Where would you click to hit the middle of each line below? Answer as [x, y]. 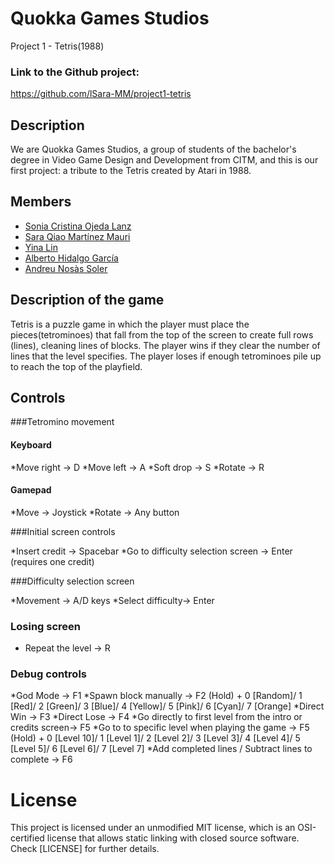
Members [41, 202]
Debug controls [48, 674]
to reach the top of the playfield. [76, 366]
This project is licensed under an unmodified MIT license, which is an [153, 828]
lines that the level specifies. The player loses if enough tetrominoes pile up [166, 356]
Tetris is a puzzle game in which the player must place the [130, 324]
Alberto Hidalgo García [71, 258]
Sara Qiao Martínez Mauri [77, 236]
